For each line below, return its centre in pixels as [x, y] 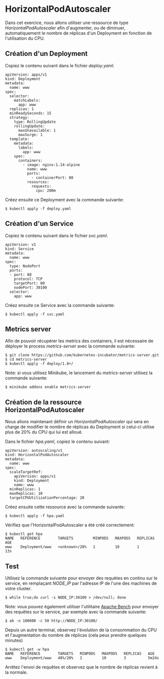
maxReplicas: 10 [26, 494]
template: [19, 139]
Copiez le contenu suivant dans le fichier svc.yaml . [57, 235]
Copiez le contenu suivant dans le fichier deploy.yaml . [60, 65]
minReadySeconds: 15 [30, 113]
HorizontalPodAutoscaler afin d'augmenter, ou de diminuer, [65, 27]
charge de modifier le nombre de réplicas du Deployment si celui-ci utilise [80, 427]
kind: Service [20, 249]
